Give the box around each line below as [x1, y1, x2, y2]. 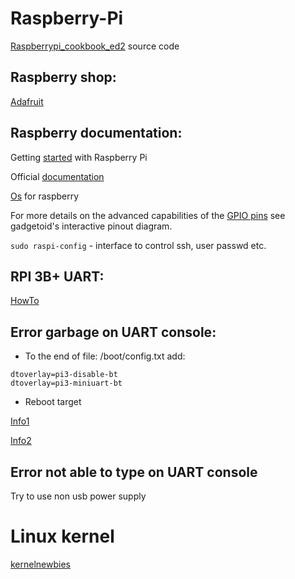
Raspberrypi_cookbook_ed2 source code [10, 40, 180, 52]
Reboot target [24, 396, 82, 408]
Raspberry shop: [10, 69, 117, 86]
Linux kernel [10, 525, 115, 548]
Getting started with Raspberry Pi [10, 151, 148, 163]
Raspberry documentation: [10, 125, 183, 142]
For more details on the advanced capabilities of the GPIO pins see [10, 209, 286, 221]
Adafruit [10, 95, 44, 107]
